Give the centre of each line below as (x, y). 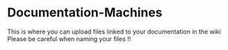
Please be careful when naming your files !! (69, 38)
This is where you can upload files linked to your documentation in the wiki (114, 32)
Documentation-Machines (85, 13)
